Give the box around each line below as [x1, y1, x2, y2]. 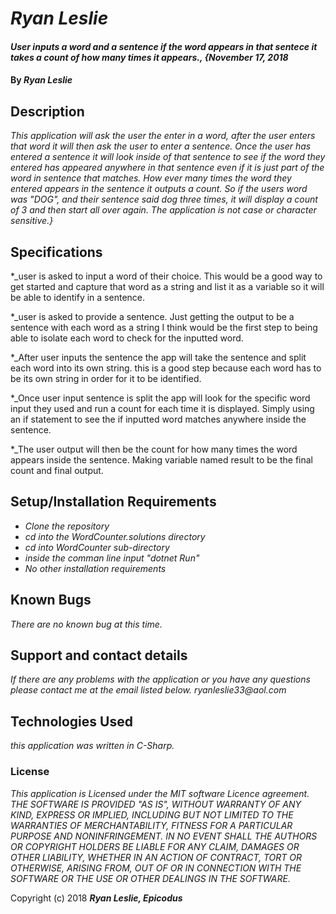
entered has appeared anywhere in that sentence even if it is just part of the [10, 162, 325, 174]
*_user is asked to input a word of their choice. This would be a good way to [10, 270, 323, 282]
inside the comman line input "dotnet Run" [24, 552, 200, 564]
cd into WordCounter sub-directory [24, 541, 170, 553]
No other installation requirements [24, 562, 167, 574]
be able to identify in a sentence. [10, 292, 146, 303]
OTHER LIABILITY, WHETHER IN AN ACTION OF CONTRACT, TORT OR [10, 851, 303, 863]
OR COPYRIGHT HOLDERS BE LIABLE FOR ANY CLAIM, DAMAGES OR [10, 840, 300, 852]
